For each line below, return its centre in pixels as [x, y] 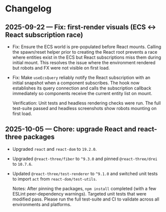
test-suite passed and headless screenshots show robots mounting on [84, 108]
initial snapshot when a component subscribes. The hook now [76, 83]
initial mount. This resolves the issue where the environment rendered [84, 62]
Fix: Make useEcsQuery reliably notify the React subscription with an [81, 77]
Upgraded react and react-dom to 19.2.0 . [54, 149]
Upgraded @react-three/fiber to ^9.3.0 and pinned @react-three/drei [85, 159]
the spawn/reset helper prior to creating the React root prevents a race [85, 52]
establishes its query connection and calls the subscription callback [82, 88]
